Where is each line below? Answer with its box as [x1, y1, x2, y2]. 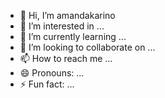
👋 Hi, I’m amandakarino [19, 10, 116, 21]
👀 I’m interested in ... [19, 20, 105, 32]
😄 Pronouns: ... [19, 67, 85, 79]
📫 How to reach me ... [19, 53, 113, 64]
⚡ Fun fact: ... [19, 78, 75, 90]
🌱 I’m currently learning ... [19, 31, 127, 42]
